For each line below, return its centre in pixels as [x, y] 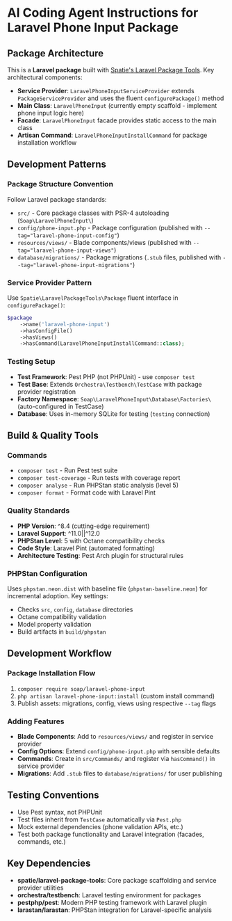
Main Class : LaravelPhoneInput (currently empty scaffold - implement [117, 105]
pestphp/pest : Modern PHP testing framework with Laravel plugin [112, 902]
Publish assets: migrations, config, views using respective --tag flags [117, 703]
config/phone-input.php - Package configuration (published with [110, 227]
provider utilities [40, 888]
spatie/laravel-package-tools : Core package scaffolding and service [117, 880]
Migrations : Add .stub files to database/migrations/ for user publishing [119, 773]
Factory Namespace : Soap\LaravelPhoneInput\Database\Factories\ [114, 399]
